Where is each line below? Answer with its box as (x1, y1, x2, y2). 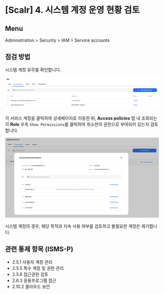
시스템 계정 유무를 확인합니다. (5, 67, 61, 73)
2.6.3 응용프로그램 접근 (12, 277, 57, 283)
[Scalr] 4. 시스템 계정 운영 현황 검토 (5, 4, 140, 16)
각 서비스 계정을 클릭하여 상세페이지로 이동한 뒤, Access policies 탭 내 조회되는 (5, 115, 158, 121)
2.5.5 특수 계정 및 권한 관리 (12, 265, 64, 271)
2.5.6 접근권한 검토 (12, 271, 49, 277)
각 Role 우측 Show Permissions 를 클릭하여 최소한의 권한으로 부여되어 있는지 (5, 121, 150, 128)
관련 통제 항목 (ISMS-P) (5, 245, 74, 253)
